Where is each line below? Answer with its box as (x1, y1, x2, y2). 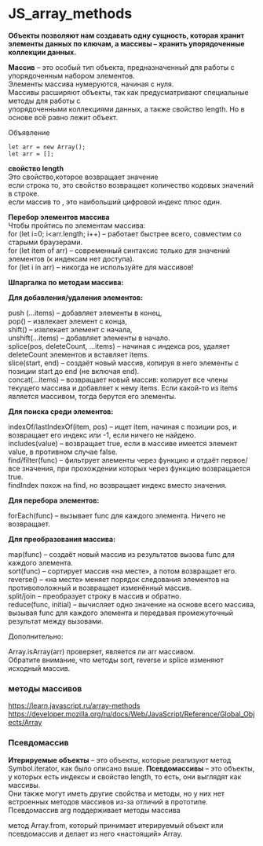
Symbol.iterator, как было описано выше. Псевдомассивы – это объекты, (8, 764, 255, 773)
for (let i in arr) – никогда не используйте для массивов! (8, 262, 194, 272)
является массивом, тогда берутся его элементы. (8, 391, 177, 401)
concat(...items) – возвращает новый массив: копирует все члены (8, 375, 228, 384)
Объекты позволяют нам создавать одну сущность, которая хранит (8, 31, 245, 40)
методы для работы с (8, 96, 81, 105)
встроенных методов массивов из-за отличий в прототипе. (8, 797, 208, 806)
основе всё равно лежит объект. (8, 112, 119, 122)
